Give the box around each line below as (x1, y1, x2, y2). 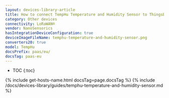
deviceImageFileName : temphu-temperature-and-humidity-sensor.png (5, 35, 147, 40)
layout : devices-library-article (5, 7, 75, 12)
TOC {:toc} (12, 67, 35, 73)
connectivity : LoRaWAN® (5, 21, 55, 26)
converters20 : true (5, 40, 46, 45)
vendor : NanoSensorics (5, 26, 53, 31)
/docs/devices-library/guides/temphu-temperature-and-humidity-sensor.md (5, 82, 163, 88)
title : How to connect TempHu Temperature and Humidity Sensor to (5, 12, 147, 17)
